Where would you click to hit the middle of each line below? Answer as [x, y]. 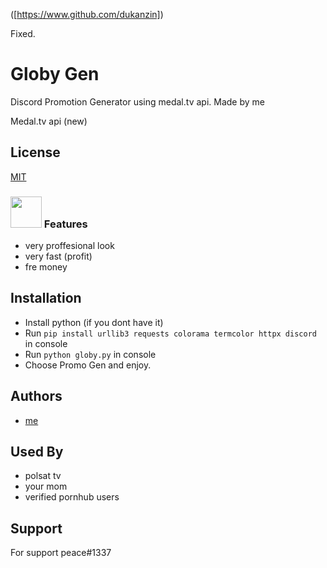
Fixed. [23, 33]
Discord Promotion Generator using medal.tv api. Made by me [137, 101]
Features [65, 224]
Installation [46, 298]
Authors [36, 396]
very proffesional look [69, 246]
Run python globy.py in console [90, 354]
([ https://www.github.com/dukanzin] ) [87, 14]
